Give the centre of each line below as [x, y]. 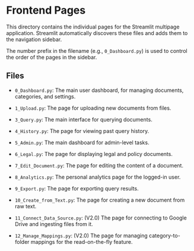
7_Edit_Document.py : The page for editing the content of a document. [99, 165]
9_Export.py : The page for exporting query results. [77, 188]
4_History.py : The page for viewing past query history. [82, 131]
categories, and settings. [45, 96]
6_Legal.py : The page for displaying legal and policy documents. [94, 154]
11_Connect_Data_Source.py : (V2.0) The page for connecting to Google [101, 218]
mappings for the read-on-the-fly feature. [82, 242]
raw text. [26, 206]
